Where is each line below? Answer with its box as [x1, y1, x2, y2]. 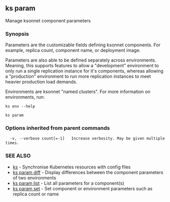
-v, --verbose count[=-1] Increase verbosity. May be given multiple [10, 136, 165, 141]
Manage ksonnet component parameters [5, 17, 91, 23]
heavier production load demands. [5, 79, 77, 85]
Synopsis [5, 30, 29, 37]
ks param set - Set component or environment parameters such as [12, 185, 153, 191]
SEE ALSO [5, 152, 31, 159]
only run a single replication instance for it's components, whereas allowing [5, 68, 164, 74]
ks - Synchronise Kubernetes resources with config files [12, 164, 131, 170]
